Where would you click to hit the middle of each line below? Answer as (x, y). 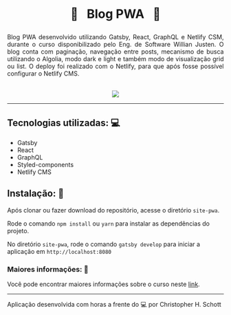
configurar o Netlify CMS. (43, 74)
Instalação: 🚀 (35, 194)
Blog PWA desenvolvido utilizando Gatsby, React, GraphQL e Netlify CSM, (115, 37)
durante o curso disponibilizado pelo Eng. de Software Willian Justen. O (115, 45)
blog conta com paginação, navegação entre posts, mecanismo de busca (115, 52)
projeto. (18, 230)
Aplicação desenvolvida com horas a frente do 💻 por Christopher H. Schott (114, 305)
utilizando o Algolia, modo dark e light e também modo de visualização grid (115, 59)
